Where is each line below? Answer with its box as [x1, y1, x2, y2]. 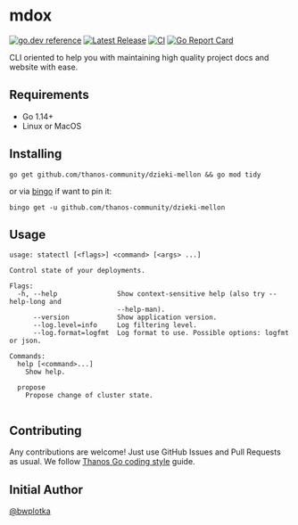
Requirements [9, 87, 89, 103]
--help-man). [117, 305, 166, 315]
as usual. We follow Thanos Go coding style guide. [9, 456, 195, 467]
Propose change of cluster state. [25, 391, 153, 400]
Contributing [9, 422, 82, 438]
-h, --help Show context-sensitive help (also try [17, 290, 266, 299]
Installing [9, 146, 62, 161]
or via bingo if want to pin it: [9, 185, 112, 196]
